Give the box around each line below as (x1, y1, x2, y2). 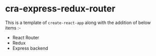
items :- (5, 24, 21, 30)
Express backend (12, 45, 48, 51)
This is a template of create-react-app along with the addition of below (5, 19, 151, 25)
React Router (12, 34, 39, 40)
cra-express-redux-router (5, 3, 116, 14)
